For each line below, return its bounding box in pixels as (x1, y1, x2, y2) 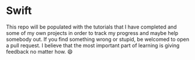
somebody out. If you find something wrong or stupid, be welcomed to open (6, 36, 190, 43)
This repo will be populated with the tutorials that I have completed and (6, 23, 177, 30)
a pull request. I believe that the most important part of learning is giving (6, 42, 180, 49)
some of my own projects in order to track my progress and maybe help (6, 29, 179, 36)
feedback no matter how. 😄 (6, 48, 73, 55)
